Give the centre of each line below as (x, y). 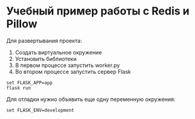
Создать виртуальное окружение (58, 52)
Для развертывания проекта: (44, 40)
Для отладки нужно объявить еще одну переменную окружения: (91, 99)
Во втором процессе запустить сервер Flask (73, 71)
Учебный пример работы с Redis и (98, 11)
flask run (19, 88)
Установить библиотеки (46, 59)
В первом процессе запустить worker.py (67, 65)
